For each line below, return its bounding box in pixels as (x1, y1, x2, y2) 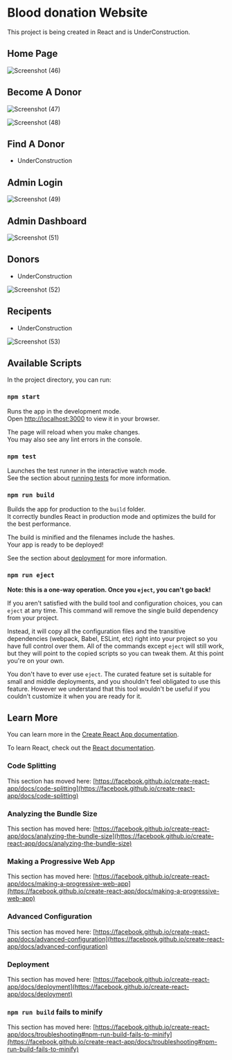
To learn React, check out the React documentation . (7, 743, 156, 752)
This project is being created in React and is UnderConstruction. (7, 28, 190, 36)
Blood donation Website (7, 5, 148, 21)
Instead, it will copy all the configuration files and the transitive (7, 627, 186, 635)
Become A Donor (7, 87, 82, 98)
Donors (7, 254, 40, 265)
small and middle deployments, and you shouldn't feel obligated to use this (7, 677, 221, 685)
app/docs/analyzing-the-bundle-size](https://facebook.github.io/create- (7, 832, 215, 840)
